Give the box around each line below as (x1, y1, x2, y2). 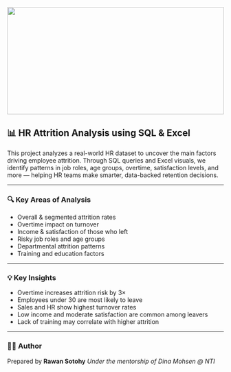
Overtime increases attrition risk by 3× (16, 288, 126, 297)
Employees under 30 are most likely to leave (16, 296, 143, 304)
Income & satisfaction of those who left (16, 228, 129, 236)
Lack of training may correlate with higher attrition (16, 318, 159, 326)
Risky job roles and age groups (16, 235, 105, 243)
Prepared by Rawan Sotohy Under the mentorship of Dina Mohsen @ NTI (7, 357, 215, 365)
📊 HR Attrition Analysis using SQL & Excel (7, 127, 191, 139)
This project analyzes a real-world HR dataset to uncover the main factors (7, 149, 217, 157)
